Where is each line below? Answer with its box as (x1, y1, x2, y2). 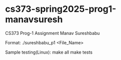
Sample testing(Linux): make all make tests (5, 49, 93, 55)
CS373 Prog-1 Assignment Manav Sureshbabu (5, 30, 100, 36)
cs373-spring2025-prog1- (5, 3, 117, 15)
